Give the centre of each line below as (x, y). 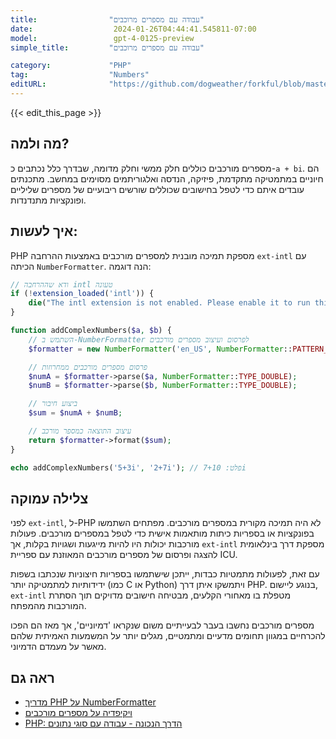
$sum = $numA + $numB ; (75, 413)
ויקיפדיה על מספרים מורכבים (78, 713)
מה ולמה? (40, 144)
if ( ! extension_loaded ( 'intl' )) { (82, 294)
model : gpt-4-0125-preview (102, 38)
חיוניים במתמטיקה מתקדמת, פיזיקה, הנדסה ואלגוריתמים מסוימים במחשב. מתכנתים (167, 178)
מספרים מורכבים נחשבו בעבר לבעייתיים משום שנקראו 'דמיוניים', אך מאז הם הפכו (162, 625)
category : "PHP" (71, 66)
